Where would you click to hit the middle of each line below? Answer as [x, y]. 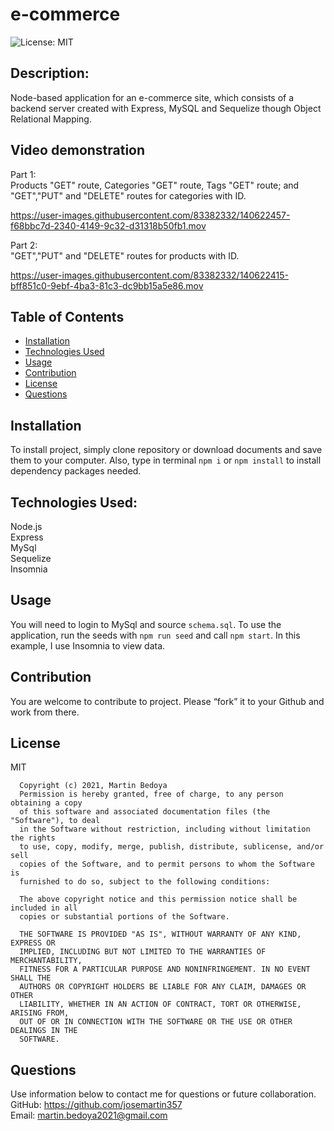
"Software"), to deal [55, 821]
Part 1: [23, 174]
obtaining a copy [46, 803]
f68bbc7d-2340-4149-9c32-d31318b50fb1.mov [108, 225]
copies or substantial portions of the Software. [124, 917]
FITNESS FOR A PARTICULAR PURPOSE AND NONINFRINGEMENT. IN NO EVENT [165, 969]
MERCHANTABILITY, [46, 961]
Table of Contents [67, 316]
